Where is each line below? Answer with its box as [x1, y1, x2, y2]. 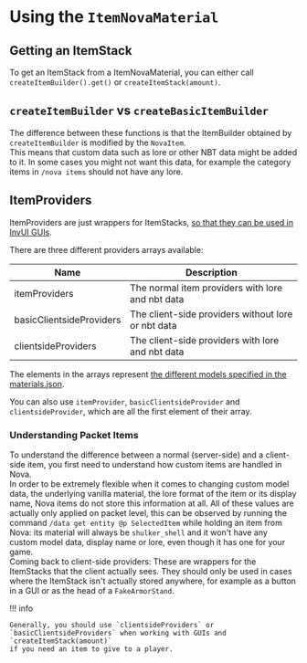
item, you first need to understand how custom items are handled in [26, 458, 282, 469]
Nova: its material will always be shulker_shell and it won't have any [9, 527, 268, 538]
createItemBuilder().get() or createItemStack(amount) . [9, 77, 221, 88]
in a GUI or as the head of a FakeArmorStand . [9, 584, 175, 595]
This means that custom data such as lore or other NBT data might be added [9, 146, 298, 157]
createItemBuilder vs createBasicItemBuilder [9, 103, 270, 119]
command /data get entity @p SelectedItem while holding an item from [9, 517, 283, 528]
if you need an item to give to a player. [9, 644, 174, 654]
